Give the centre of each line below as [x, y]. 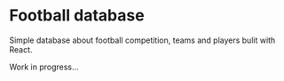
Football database [77, 16]
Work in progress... [44, 67]
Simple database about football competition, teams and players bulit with [142, 40]
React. [21, 49]
